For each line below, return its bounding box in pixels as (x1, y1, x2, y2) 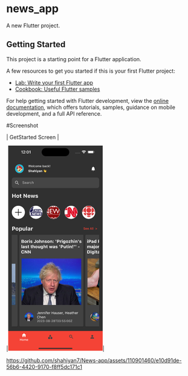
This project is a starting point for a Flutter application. (6, 55, 141, 62)
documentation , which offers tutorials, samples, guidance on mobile (6, 104, 175, 111)
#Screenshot (6, 122, 39, 129)
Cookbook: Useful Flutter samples (15, 85, 100, 93)
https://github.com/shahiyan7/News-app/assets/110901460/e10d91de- (6, 357, 182, 364)
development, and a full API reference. (6, 110, 102, 117)
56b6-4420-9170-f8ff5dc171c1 (6, 363, 83, 371)
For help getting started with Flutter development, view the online (6, 97, 169, 104)
